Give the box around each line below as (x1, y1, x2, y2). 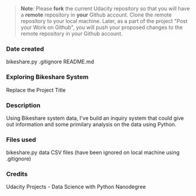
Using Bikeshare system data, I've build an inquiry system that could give (6, 115, 184, 122)
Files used (6, 135, 37, 143)
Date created (6, 44, 44, 53)
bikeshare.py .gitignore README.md (6, 58, 94, 66)
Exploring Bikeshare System (6, 73, 89, 81)
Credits (6, 170, 28, 178)
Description (6, 101, 41, 109)
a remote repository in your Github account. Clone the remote (20, 11, 172, 18)
